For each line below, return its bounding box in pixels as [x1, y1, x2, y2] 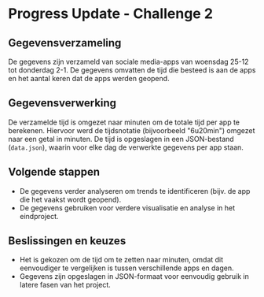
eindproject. [19, 211, 59, 221]
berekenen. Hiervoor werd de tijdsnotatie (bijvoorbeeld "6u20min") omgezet [8, 125, 255, 135]
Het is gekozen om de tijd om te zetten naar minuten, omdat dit [19, 255, 224, 265]
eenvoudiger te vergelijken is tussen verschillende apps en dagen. [19, 263, 234, 273]
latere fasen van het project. [19, 280, 112, 290]
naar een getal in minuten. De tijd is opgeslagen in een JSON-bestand [8, 134, 234, 143]
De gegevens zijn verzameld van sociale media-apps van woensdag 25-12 [8, 57, 249, 66]
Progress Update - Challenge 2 [8, 5, 214, 23]
